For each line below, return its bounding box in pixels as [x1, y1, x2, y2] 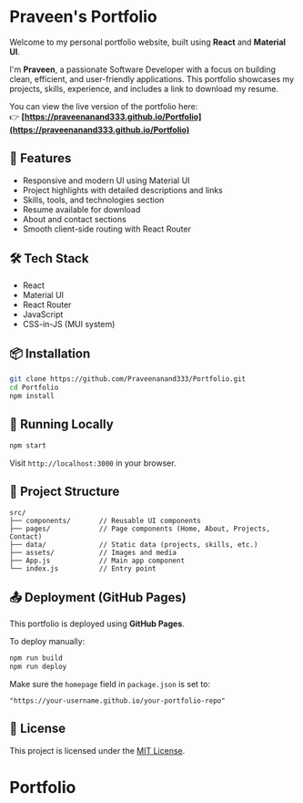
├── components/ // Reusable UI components [9, 516, 202, 525]
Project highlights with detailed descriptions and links [22, 184, 223, 195]
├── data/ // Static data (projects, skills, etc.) [9, 540, 258, 549]
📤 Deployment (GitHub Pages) [9, 590, 187, 605]
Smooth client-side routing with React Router [22, 223, 191, 234]
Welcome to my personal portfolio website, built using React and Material [9, 36, 287, 47]
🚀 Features [9, 150, 72, 166]
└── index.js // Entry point [9, 563, 157, 573]
